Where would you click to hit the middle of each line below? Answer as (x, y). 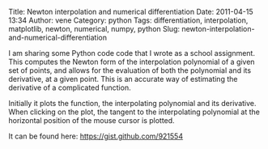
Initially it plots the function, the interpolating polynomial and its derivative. (132, 103)
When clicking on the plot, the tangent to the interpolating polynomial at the (134, 112)
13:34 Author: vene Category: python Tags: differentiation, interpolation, (128, 20)
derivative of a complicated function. (70, 87)
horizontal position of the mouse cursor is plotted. (92, 120)
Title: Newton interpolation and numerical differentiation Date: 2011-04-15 (131, 12)
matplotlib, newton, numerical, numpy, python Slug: (94, 29)
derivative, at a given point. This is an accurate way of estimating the (123, 79)
